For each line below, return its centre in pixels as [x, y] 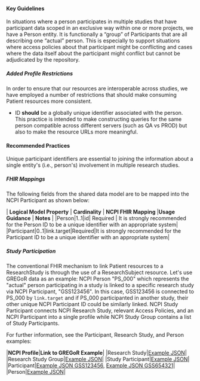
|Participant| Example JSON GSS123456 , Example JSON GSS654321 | [91, 365]
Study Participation [31, 251]
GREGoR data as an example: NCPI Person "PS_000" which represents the [98, 279]
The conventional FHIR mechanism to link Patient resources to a [85, 266]
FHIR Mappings [26, 179]
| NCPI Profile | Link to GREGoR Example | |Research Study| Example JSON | [96, 353]
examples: [19, 342]
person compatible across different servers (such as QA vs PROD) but [101, 126]
